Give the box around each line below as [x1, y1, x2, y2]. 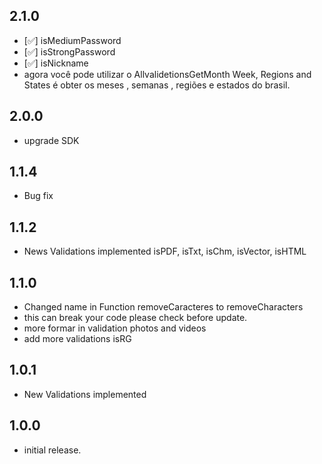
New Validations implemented [23, 388, 147, 400]
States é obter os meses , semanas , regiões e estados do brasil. [23, 79, 291, 91]
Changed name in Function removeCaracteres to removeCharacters [23, 301, 304, 313]
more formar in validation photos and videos [23, 322, 207, 334]
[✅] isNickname [23, 57, 89, 69]
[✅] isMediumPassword [23, 34, 122, 46]
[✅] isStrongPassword [23, 45, 116, 58]
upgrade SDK [23, 134, 80, 146]
